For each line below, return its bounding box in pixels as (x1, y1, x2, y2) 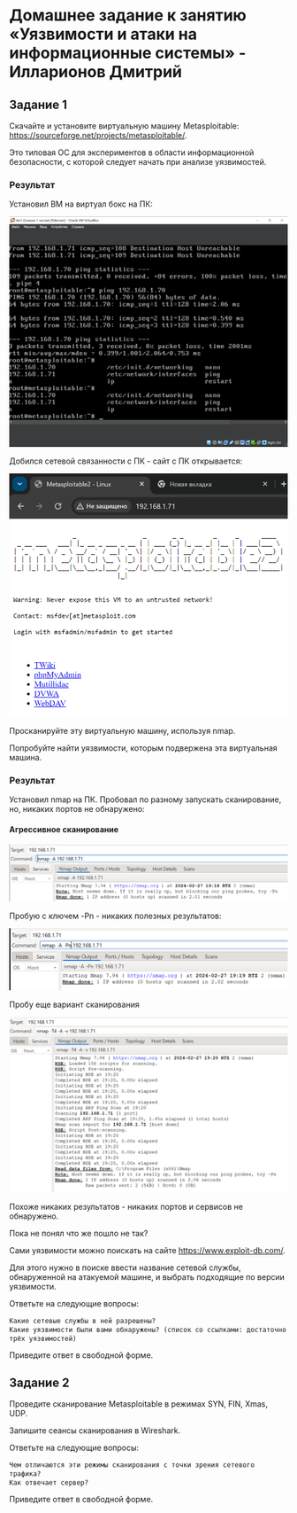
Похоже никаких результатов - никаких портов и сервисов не (9, 1201, 243, 1212)
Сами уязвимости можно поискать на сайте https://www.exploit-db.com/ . (9, 1244, 286, 1255)
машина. (9, 752, 42, 762)
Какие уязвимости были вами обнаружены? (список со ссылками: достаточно (9, 1325, 287, 1334)
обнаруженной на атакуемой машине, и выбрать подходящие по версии (9, 1271, 286, 1282)
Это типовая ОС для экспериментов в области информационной (9, 147, 255, 158)
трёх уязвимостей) (9, 1334, 77, 1343)
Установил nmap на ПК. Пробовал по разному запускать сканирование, (9, 794, 282, 805)
